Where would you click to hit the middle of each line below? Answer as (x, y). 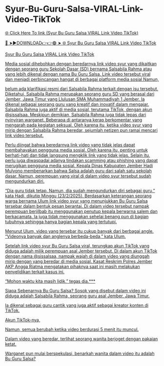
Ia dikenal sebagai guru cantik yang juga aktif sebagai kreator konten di (77, 305)
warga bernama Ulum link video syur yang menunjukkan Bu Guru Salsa (76, 201)
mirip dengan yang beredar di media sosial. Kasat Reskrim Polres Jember (79, 261)
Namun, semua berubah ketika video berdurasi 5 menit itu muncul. (72, 329)
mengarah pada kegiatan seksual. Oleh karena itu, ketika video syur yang (79, 125)
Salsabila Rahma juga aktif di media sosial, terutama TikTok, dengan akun (79, 109)
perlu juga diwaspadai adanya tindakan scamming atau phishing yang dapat (82, 160)
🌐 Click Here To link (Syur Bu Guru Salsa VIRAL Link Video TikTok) (72, 33)
